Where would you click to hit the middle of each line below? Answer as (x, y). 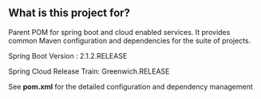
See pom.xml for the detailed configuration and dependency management (130, 86)
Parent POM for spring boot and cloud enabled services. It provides (119, 32)
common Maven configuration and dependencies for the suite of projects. (130, 40)
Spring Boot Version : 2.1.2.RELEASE (68, 55)
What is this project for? (69, 13)
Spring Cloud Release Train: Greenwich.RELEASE (89, 71)
